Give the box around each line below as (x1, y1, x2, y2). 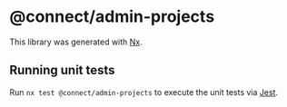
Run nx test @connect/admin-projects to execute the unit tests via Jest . (9, 86, 279, 97)
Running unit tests (9, 63, 115, 78)
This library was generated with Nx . (9, 36, 143, 47)
